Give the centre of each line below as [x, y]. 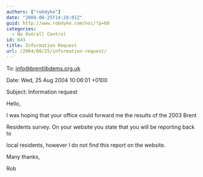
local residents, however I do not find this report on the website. [86, 145]
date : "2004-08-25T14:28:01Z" [45, 18]
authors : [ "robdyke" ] [34, 12]
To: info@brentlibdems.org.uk [43, 68]
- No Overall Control [39, 34]
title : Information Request [42, 46]
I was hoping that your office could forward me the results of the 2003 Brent [101, 115]
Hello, [14, 103]
